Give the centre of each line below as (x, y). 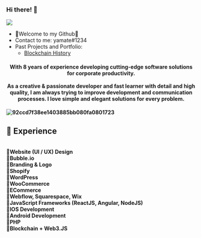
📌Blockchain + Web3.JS (37, 228)
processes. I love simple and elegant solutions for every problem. (101, 99)
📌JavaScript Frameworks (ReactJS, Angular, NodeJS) (75, 203)
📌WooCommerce (28, 184)
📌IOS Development (30, 209)
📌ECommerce (24, 190)
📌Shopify (18, 171)
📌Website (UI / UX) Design (40, 152)
